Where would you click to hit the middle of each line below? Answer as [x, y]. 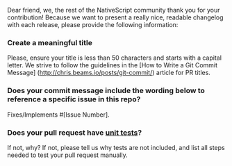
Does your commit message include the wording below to [106, 91]
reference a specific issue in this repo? [74, 99]
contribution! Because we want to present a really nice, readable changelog [115, 17]
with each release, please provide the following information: [93, 25]
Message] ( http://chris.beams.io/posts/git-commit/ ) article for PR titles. [109, 73]
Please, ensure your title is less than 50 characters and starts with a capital [115, 58]
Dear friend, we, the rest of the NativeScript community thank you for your [114, 10]
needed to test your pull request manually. [67, 155]
